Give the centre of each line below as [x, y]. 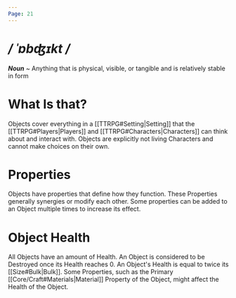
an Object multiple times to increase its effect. [74, 209]
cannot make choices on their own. [59, 146]
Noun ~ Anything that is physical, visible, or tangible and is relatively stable [117, 68]
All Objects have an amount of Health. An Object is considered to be [107, 257]
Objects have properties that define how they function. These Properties [113, 194]
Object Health [49, 237]
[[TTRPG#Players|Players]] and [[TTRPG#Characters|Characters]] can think [118, 131]
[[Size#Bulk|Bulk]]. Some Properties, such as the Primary [91, 272]
